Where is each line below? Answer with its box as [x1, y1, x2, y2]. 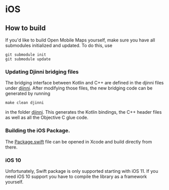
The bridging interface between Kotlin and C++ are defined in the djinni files [5, 80, 164, 86]
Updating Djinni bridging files [5, 68, 79, 75]
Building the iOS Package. [5, 127, 70, 134]
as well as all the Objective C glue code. [5, 115, 89, 121]
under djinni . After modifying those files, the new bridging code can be [5, 85, 153, 91]
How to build [5, 24, 46, 32]
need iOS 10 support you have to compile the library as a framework [5, 173, 147, 179]
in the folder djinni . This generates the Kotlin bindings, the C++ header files [5, 109, 162, 115]
